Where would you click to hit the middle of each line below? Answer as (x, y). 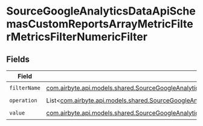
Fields (18, 59)
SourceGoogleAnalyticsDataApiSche (101, 11)
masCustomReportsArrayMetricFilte (100, 24)
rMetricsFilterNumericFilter (77, 37)
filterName (25, 88)
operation (23, 100)
